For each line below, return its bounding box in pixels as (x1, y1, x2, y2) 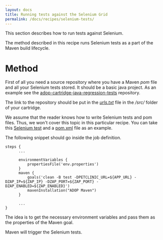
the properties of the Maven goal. (5, 220, 74, 226)
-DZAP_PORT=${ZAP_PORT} (45, 179, 94, 185)
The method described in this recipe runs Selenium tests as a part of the (5, 40, 154, 46)
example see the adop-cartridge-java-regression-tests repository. (5, 90, 141, 96)
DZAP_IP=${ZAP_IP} (5, 179, 43, 185)
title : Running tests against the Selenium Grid (5, 12, 108, 17)
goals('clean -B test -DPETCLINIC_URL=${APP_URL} (27, 175, 133, 180)
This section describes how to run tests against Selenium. (5, 30, 124, 36)
